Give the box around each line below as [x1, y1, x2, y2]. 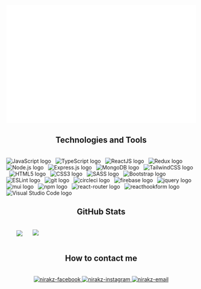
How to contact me [65, 254, 137, 264]
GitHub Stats [76, 207, 126, 217]
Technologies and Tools [55, 135, 147, 145]
